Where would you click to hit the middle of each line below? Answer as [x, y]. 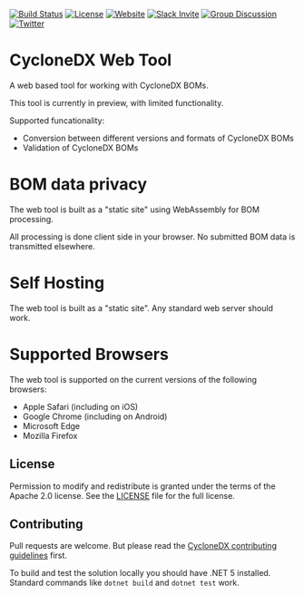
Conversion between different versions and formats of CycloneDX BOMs [158, 138]
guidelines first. [39, 556]
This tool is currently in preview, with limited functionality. [117, 102]
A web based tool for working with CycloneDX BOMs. [109, 85]
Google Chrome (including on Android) [95, 416]
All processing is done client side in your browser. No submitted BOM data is [152, 237]
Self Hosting [57, 283]
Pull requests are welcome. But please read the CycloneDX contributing [143, 546]
